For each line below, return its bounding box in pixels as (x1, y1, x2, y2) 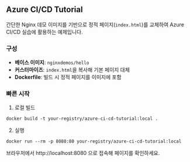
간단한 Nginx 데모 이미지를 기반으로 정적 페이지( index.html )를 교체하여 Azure (6, 21, 184, 28)
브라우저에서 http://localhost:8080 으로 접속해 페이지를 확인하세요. (6, 150, 160, 157)
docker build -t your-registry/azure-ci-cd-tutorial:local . (6, 116, 158, 122)
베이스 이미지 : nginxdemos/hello (14, 59, 89, 66)
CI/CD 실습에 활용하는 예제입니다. (6, 28, 83, 35)
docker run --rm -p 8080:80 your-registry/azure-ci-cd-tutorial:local (6, 139, 182, 144)
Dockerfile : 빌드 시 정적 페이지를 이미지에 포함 (14, 73, 122, 81)
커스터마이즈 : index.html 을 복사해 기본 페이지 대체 (14, 66, 130, 73)
